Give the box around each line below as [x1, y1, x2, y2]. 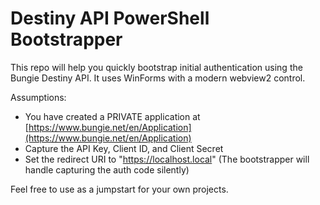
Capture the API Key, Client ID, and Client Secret [24, 142, 224, 154]
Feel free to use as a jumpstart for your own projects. [10, 183, 229, 195]
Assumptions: [10, 91, 67, 103]
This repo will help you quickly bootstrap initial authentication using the [10, 61, 303, 73]
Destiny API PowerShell [10, 7, 210, 30]
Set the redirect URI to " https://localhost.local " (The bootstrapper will [24, 153, 310, 165]
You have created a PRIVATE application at [24, 110, 201, 122]
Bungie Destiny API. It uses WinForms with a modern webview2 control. [10, 72, 306, 84]
